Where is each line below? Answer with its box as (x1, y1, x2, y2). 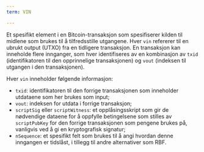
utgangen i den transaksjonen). (6, 63, 85, 71)
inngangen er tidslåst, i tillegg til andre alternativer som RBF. (15, 138, 167, 146)
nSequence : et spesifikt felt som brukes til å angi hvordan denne (15, 132, 173, 139)
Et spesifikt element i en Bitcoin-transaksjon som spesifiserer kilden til (6, 31, 183, 38)
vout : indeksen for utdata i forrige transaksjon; (15, 100, 133, 107)
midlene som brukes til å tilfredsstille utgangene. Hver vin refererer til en (6, 37, 189, 44)
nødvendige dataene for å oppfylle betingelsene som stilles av (15, 112, 172, 120)
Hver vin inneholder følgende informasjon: (6, 75, 114, 82)
